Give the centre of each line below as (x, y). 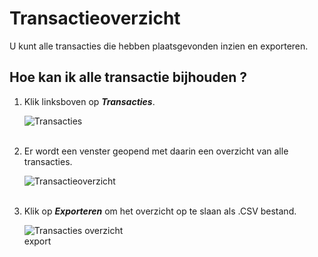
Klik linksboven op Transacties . (89, 101)
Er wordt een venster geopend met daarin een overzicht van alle (156, 151)
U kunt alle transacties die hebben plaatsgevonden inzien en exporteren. (159, 46)
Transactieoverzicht (95, 18)
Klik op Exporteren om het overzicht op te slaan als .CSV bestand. (160, 211)
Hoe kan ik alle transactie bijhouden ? (128, 77)
